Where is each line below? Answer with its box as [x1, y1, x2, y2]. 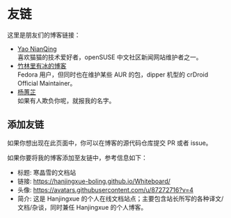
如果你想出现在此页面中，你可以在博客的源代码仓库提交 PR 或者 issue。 [7, 139, 212, 147]
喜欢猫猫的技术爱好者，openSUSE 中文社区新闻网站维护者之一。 [17, 53, 202, 61]
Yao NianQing [17, 45, 57, 53]
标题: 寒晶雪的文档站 [17, 168, 77, 176]
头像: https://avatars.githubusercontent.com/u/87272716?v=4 [17, 185, 193, 194]
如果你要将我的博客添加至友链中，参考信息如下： [7, 153, 148, 162]
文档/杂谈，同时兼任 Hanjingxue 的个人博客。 [17, 203, 148, 211]
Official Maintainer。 [17, 79, 77, 87]
